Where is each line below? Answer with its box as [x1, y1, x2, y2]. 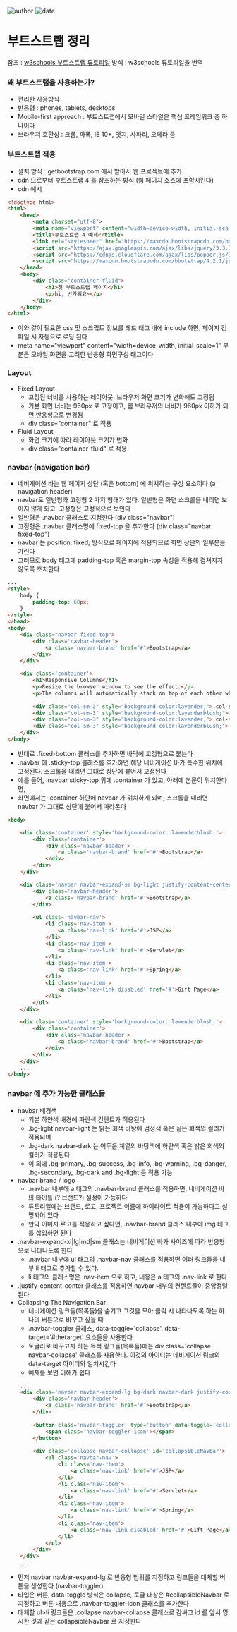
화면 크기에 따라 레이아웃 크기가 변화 [28, 435, 128, 444]
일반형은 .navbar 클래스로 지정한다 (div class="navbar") [17, 513, 175, 521]
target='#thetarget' [28, 1333, 84, 1341]
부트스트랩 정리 [7, 34, 90, 49]
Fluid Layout [17, 427, 54, 435]
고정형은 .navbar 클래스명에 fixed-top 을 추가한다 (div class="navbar [17, 522, 212, 530]
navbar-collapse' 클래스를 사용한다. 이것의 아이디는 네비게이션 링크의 [28, 1351, 221, 1359]
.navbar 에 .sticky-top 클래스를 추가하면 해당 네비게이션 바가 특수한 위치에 [17, 758, 224, 767]
